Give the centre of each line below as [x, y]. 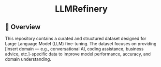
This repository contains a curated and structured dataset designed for [76, 38]
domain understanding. [28, 59]
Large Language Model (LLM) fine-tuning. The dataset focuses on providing [81, 44]
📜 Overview [23, 27]
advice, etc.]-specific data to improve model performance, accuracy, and [78, 54]
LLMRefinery [81, 9]
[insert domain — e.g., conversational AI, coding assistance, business [74, 49]
